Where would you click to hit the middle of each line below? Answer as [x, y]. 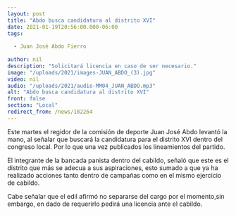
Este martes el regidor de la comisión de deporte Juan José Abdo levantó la [117, 131]
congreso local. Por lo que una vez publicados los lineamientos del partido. [116, 146]
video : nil [23, 79]
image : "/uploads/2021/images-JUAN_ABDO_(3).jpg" [82, 72]
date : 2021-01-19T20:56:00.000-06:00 [63, 27]
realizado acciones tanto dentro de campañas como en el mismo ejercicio [114, 175]
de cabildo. [24, 183]
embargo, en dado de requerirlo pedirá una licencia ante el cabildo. [105, 204]
